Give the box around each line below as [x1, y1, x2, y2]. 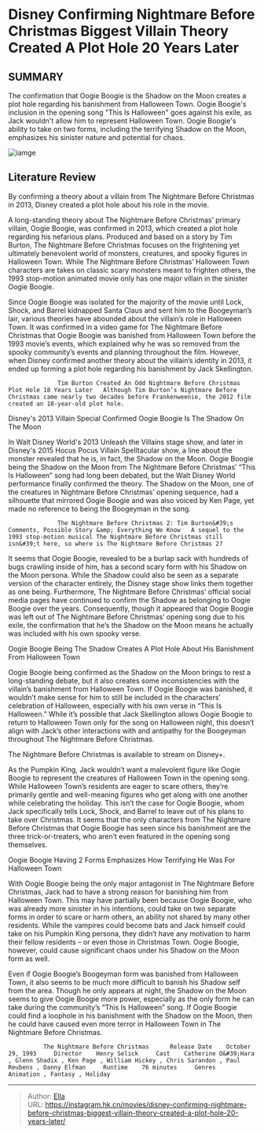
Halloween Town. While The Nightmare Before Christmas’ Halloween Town [8, 257, 250, 266]
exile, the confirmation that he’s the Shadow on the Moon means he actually [8, 620, 254, 629]
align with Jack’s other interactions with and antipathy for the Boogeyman [8, 725, 246, 736]
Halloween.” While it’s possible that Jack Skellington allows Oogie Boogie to [8, 709, 253, 718]
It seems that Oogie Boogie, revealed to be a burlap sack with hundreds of [8, 553, 249, 563]
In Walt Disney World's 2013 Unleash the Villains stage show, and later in [8, 437, 244, 446]
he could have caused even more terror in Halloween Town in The [8, 1019, 222, 1029]
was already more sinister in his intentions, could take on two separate [8, 904, 236, 913]
